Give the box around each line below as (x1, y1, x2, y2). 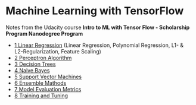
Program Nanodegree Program (5, 30, 83, 37)
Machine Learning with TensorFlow (5, 4, 184, 18)
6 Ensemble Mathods (14, 79, 67, 87)
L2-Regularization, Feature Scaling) (14, 47, 102, 55)
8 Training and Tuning (14, 92, 69, 99)
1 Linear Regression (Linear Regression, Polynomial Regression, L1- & (14, 42, 184, 49)
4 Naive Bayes (14, 66, 50, 74)
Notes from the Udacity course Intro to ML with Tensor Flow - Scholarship (5, 24, 190, 31)
